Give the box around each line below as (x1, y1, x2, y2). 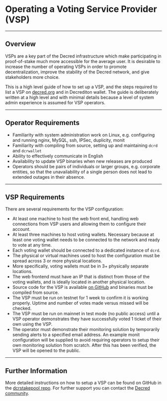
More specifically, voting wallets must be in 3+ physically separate (12, 263, 149, 269)
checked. (12, 305, 32, 311)
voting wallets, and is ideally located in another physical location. (12, 279, 146, 285)
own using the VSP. (12, 321, 53, 327)
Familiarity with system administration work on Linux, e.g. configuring (12, 132, 155, 137)
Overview (5, 40, 36, 48)
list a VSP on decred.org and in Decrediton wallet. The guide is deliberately (5, 89, 159, 95)
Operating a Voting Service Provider (5, 3, 158, 15)
